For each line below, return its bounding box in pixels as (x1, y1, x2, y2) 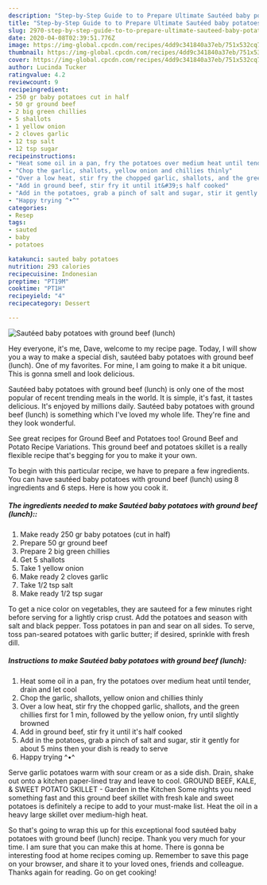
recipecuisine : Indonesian (8, 270, 98, 278)
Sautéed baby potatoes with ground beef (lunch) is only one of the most (8, 384, 245, 394)
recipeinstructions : (8, 152, 77, 160)
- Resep (8, 212, 34, 219)
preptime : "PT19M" (8, 278, 69, 285)
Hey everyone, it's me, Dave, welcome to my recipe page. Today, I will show (8, 344, 257, 353)
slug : (8, 26, 26, 34)
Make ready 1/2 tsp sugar (19, 588, 103, 598)
